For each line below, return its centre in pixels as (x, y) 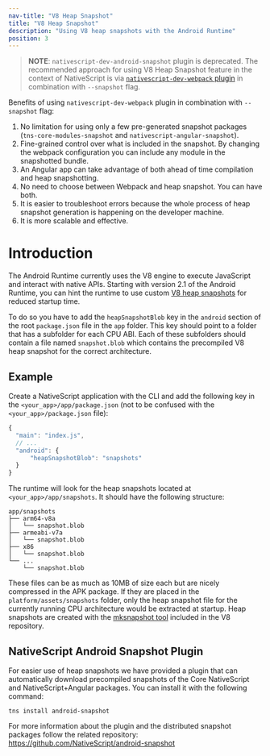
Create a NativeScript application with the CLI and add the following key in (132, 396)
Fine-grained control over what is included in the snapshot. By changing (140, 144)
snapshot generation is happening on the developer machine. (122, 212)
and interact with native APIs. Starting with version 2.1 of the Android (122, 285)
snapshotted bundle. (54, 161)
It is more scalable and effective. (74, 221)
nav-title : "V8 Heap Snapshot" (61, 16)
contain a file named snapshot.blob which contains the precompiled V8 (126, 343)
